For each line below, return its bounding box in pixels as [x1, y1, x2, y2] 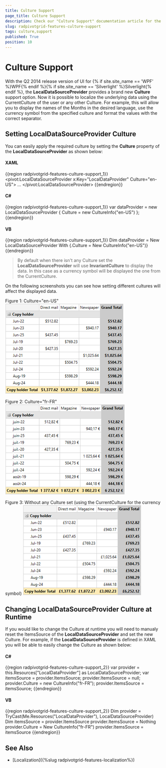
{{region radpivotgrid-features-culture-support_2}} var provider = [5, 664, 140, 671]
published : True [5, 34, 39, 39]
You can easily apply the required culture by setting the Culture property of [5, 143, 160, 149]
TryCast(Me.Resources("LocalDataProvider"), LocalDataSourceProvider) [5, 714, 154, 720]
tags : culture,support [5, 29, 52, 34]
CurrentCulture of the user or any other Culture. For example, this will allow [5, 99, 159, 105]
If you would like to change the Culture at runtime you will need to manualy [5, 626, 159, 632]
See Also [5, 744, 33, 752]
